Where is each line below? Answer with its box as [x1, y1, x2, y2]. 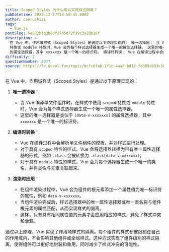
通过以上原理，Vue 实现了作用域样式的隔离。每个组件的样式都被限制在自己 [5, 229, 160, 235]
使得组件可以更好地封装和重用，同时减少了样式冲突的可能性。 [14, 241, 142, 247]
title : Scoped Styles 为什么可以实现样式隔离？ [5, 7, 98, 13]
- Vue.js [10, 26, 28, 31]
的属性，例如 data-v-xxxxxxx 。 [20, 193, 84, 199]
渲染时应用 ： [12, 176, 39, 182]
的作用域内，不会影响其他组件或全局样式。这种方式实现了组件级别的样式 [5, 235, 155, 241]
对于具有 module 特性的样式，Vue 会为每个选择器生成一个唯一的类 [20, 159, 156, 165]
